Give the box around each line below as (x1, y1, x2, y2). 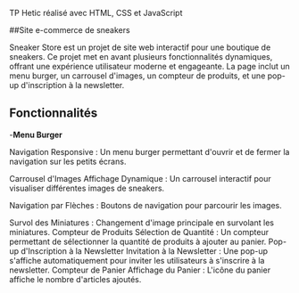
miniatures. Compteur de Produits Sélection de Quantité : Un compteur (9, 226, 270, 237)
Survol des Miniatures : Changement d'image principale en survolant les (9, 217, 275, 228)
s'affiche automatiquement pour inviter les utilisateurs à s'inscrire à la (9, 255, 265, 265)
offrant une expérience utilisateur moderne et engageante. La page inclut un (9, 61, 290, 71)
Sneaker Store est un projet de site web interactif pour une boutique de (9, 42, 271, 53)
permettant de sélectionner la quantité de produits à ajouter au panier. (9, 236, 267, 247)
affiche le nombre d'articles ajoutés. (9, 273, 142, 284)
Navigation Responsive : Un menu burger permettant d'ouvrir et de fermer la (9, 146, 290, 157)
